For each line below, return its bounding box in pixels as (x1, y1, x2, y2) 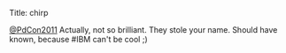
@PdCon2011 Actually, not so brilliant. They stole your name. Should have (9, 25, 278, 34)
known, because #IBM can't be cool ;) (9, 34, 148, 44)
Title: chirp (9, 8, 49, 18)
